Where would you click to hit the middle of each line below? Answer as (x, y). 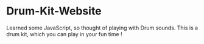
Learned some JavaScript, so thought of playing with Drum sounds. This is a (102, 28)
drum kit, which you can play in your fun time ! (65, 34)
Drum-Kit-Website (54, 11)
